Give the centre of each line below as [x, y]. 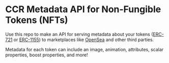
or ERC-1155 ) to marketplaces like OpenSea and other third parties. [84, 40]
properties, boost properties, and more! [47, 55]
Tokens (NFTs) [37, 20]
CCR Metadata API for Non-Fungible [83, 9]
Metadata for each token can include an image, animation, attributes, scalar [84, 49]
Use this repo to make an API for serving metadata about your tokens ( [79, 34]
